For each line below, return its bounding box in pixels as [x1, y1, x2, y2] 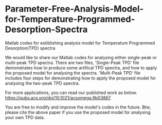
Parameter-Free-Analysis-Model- [5, 3, 144, 15]
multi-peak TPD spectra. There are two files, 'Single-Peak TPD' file [5, 60, 140, 65]
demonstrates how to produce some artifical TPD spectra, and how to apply [5, 64, 157, 71]
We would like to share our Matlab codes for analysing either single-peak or [5, 54, 157, 60]
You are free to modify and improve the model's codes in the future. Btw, [5, 104, 151, 110]
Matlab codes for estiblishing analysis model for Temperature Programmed [5, 40, 155, 46]
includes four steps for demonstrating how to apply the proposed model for [5, 75, 156, 81]
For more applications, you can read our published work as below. [5, 90, 138, 95]
